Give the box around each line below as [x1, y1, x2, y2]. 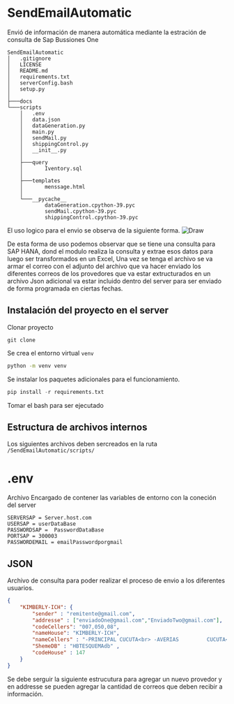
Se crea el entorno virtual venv [7, 349, 94, 357]
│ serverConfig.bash [7, 79, 73, 87]
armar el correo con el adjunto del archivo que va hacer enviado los [7, 262, 201, 270]
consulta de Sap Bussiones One [7, 35, 99, 43]
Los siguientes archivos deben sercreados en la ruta [7, 440, 158, 448]
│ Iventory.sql [19, 165, 82, 172]
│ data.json [19, 116, 61, 123]
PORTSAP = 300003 [7, 533, 58, 540]
